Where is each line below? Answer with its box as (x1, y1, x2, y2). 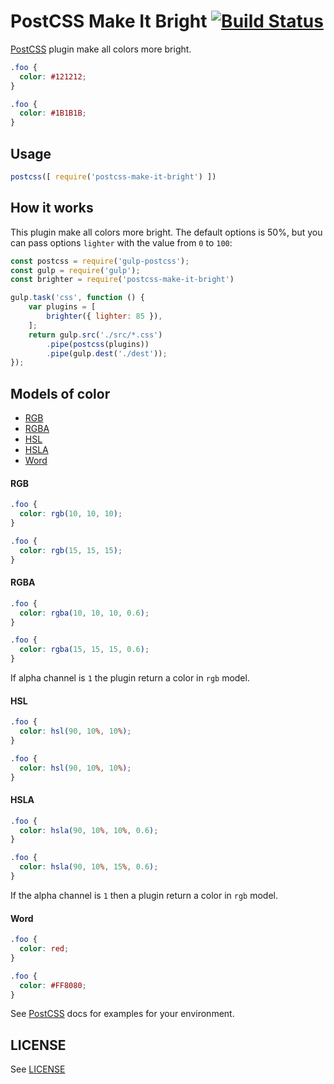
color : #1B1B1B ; (19, 108, 87, 119)
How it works (10, 200, 94, 217)
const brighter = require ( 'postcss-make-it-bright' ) (10, 275, 235, 285)
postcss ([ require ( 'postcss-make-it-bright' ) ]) (10, 172, 217, 182)
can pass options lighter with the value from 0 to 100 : (10, 236, 233, 249)
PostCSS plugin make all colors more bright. (10, 43, 192, 55)
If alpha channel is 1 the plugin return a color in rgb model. (10, 672, 250, 684)
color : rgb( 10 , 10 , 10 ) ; (19, 509, 123, 519)
